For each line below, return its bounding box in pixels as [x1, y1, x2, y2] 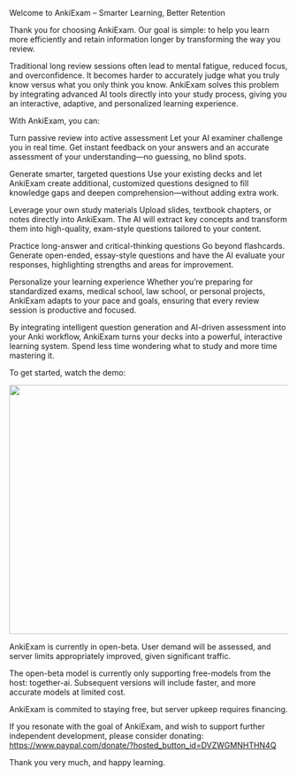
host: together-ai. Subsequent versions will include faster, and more [9, 678, 256, 687]
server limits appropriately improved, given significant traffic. [9, 651, 232, 661]
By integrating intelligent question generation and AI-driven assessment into [9, 322, 286, 332]
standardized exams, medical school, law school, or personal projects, [9, 286, 266, 296]
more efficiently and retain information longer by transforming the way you [9, 35, 281, 44]
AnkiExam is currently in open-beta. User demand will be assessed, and [9, 641, 271, 652]
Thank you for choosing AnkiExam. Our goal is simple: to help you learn [9, 25, 270, 35]
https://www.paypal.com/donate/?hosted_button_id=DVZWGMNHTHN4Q [9, 740, 277, 750]
